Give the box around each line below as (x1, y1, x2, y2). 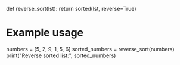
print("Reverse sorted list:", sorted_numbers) (6, 52, 116, 59)
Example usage (6, 26, 84, 39)
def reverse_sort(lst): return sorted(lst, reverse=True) (6, 5, 136, 12)
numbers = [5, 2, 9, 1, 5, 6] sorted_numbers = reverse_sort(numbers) (6, 45, 175, 52)
